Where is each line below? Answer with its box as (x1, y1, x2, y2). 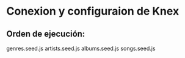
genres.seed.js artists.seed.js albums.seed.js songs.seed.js (6, 45, 156, 52)
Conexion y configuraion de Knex (6, 4, 180, 18)
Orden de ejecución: (6, 29, 85, 39)
